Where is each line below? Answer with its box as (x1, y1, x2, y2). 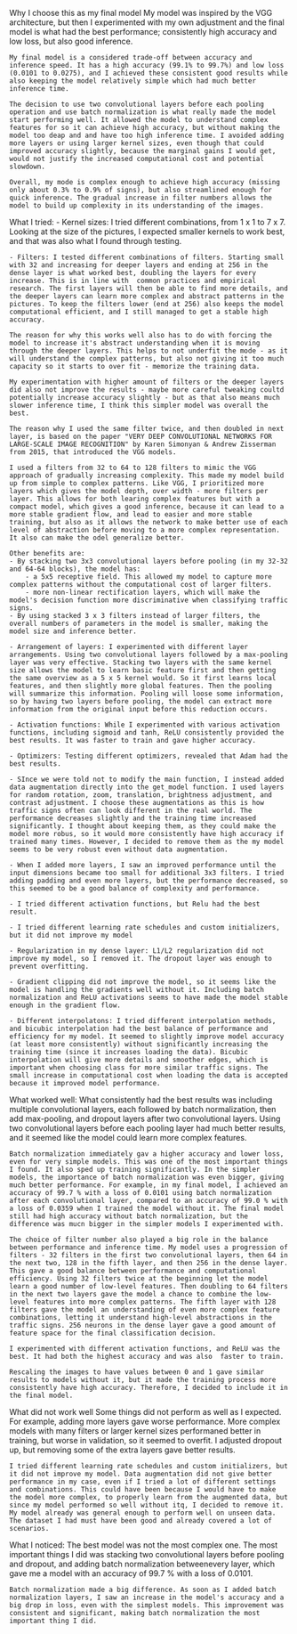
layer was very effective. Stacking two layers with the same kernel (9, 658, 273, 667)
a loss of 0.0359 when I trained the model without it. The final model (9, 1204, 285, 1213)
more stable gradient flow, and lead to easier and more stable (9, 510, 253, 519)
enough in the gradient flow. (9, 1001, 122, 1010)
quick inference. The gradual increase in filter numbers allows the (9, 193, 273, 202)
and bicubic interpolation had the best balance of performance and (9, 1024, 269, 1033)
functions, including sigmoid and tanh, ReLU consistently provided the (9, 728, 285, 737)
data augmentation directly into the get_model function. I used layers (9, 783, 285, 792)
